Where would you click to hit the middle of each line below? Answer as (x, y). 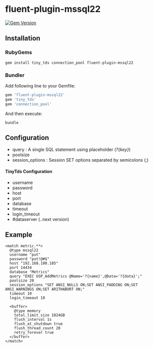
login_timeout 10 (27, 298)
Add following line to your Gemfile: (40, 86)
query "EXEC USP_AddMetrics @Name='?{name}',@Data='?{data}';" (76, 276)
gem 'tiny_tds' (21, 99)
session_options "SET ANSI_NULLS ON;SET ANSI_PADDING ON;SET (74, 285)
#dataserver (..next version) (40, 219)
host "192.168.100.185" (34, 263)
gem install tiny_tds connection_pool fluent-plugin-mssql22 (69, 63)
